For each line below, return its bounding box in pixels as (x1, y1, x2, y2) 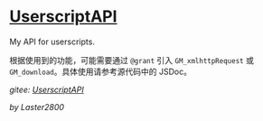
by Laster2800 (9, 101, 65, 112)
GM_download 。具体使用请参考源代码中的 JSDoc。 (9, 66, 193, 77)
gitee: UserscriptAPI (9, 84, 84, 95)
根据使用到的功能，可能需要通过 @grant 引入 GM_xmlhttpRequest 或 (9, 54, 255, 65)
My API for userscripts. (9, 36, 95, 47)
